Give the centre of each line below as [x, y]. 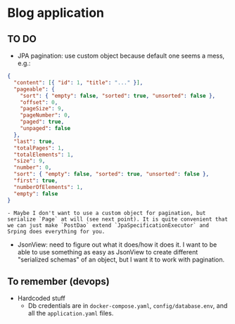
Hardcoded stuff [41, 298]
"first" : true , [36, 181]
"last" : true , [34, 141]
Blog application [56, 13]
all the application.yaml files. [71, 313]
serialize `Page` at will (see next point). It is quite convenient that [118, 219]
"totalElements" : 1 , [44, 155]
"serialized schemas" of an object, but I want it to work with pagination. [121, 259]
